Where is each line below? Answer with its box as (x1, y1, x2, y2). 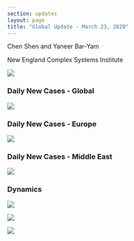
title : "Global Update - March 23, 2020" (7, 23, 129, 30)
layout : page (7, 17, 45, 24)
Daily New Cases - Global (7, 86, 95, 96)
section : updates (7, 10, 58, 17)
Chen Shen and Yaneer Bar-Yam (7, 42, 99, 51)
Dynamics (7, 185, 42, 194)
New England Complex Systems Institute (7, 56, 124, 64)
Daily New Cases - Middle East (7, 151, 112, 161)
